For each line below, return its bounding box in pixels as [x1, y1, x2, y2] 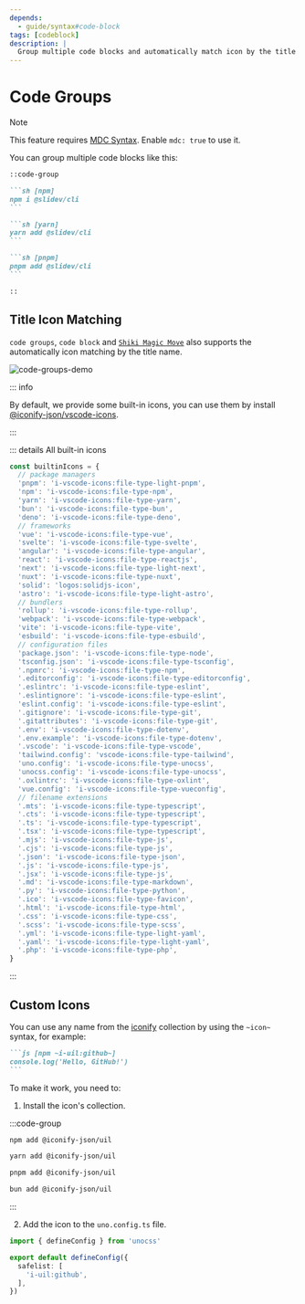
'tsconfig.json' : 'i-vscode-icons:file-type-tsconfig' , [17, 657, 235, 667]
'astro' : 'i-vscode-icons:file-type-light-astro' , [17, 589, 215, 598]
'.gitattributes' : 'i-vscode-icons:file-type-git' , [17, 716, 219, 726]
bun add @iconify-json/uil [9, 1184, 112, 1194]
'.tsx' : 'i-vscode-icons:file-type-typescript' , [17, 827, 206, 836]
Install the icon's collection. [22, 1099, 126, 1110]
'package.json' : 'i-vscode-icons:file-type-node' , [17, 648, 215, 657]
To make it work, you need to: [9, 1082, 121, 1093]
